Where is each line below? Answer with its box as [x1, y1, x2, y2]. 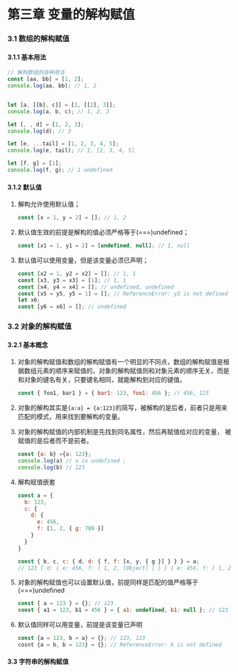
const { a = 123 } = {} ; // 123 [17, 600, 114, 607]
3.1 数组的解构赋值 [7, 33, 70, 43]
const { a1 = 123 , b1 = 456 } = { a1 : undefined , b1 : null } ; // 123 [17, 606, 229, 614]
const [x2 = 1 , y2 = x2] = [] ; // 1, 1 [17, 270, 136, 277]
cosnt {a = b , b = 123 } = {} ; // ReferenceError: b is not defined [17, 641, 222, 648]
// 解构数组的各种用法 [7, 69, 65, 76]
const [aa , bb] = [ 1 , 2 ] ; [7, 76, 84, 83]
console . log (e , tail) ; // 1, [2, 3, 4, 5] [7, 147, 135, 154]
